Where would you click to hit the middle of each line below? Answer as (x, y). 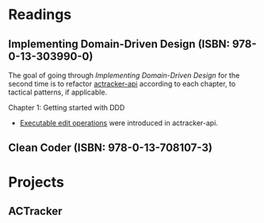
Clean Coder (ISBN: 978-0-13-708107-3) (110, 148)
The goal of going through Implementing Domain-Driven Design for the (124, 75)
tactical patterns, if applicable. (58, 92)
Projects (36, 182)
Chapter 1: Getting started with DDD (67, 108)
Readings (40, 15)
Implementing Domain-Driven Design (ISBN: (119, 44)
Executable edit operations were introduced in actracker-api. (119, 123)
